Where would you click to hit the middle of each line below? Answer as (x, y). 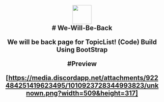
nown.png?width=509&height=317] (82, 93)
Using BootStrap (82, 50)
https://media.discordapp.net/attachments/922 (83, 78)
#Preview (82, 64)
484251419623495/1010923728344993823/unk (82, 86)
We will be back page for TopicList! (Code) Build (82, 42)
